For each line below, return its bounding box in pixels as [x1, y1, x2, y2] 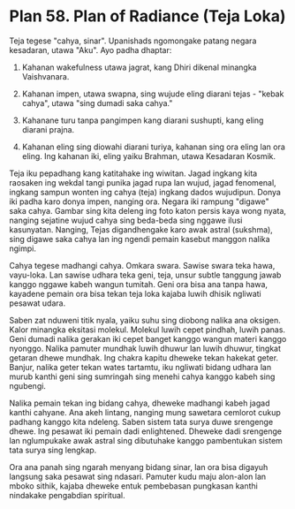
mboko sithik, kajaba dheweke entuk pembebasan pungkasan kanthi [9, 480, 258, 491]
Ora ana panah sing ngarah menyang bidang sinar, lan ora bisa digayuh [9, 461, 269, 472]
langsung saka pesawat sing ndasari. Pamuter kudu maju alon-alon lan [9, 471, 267, 482]
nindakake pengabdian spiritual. [9, 490, 125, 500]
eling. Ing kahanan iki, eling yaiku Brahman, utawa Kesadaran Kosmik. [21, 150, 276, 161]
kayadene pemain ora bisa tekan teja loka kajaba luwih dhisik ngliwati [9, 288, 262, 299]
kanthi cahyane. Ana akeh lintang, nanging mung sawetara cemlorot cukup [9, 406, 281, 417]
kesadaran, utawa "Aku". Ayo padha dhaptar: [9, 44, 172, 55]
